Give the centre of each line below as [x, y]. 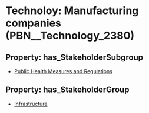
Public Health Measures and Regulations [63, 71]
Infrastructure [31, 104]
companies [33, 23]
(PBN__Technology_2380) [70, 36]
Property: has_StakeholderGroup [67, 90]
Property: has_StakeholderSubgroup [74, 57]
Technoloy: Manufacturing [72, 11]
